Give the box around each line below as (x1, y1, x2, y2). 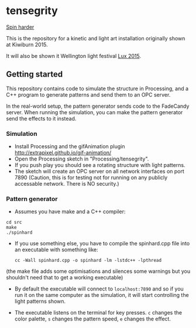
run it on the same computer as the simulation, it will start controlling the (14, 292, 189, 299)
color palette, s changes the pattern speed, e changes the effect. (14, 315, 171, 323)
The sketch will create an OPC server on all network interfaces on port (14, 168, 184, 175)
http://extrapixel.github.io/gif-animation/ (14, 149, 112, 156)
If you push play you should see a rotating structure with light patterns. (14, 162, 185, 169)
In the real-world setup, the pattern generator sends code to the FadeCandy (6, 102, 190, 110)
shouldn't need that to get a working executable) (6, 274, 123, 281)
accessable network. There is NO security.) (14, 180, 119, 187)
